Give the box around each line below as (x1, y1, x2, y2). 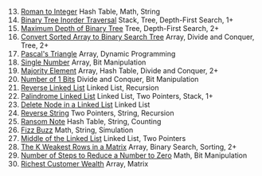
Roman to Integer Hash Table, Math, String (20, 7, 161, 16)
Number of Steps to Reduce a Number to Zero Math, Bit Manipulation (20, 151, 248, 160)
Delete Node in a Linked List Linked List (20, 100, 151, 109)
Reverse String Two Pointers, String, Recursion (20, 108, 174, 118)
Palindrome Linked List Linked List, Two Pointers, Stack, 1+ (20, 92, 213, 100)
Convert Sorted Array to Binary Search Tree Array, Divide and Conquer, (20, 32, 255, 41)
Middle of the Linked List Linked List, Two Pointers (20, 134, 186, 143)
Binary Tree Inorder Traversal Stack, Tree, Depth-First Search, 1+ (20, 15, 234, 25)
